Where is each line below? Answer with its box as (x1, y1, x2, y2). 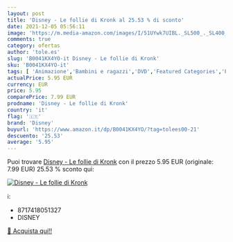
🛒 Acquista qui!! (7, 227, 53, 235)
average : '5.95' (7, 139, 54, 146)
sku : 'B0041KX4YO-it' (7, 62, 70, 68)
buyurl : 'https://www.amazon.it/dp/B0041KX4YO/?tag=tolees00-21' (7, 126, 200, 133)
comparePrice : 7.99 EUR (7, 94, 76, 101)
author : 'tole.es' (7, 49, 60, 56)
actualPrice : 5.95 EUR (7, 74, 73, 82)
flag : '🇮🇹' (7, 113, 42, 120)
